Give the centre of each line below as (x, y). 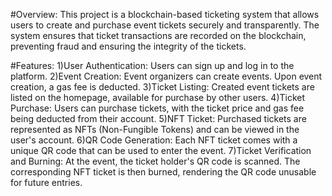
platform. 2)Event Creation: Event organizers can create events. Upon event (166, 76)
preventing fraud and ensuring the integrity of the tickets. (128, 46)
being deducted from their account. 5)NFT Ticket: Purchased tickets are (158, 118)
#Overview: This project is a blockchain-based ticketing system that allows (165, 14)
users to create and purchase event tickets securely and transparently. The (165, 25)
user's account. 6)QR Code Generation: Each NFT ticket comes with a (154, 140)
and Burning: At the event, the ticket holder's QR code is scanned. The (155, 161)
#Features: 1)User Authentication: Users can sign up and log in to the (152, 65)
